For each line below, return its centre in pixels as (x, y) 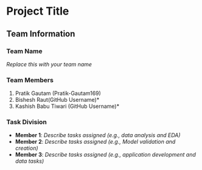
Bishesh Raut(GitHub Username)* (57, 100)
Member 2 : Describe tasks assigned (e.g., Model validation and (95, 142)
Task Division (27, 122)
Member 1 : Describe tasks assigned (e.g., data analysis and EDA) (98, 135)
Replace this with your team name (49, 64)
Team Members (30, 80)
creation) (26, 148)
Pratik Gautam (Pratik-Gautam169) (58, 93)
